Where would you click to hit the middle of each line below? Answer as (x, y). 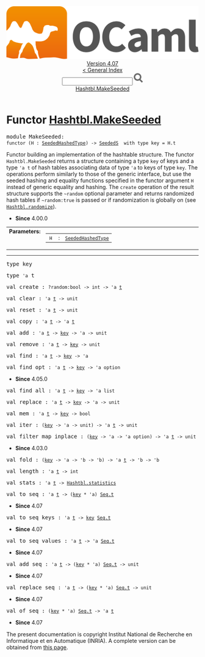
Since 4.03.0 (31, 448)
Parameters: (25, 231)
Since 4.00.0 (31, 218)
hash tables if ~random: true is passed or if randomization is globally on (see (101, 200)
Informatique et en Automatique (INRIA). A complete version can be (91, 640)
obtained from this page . (37, 647)
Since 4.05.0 (31, 379)
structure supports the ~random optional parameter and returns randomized (100, 194)
